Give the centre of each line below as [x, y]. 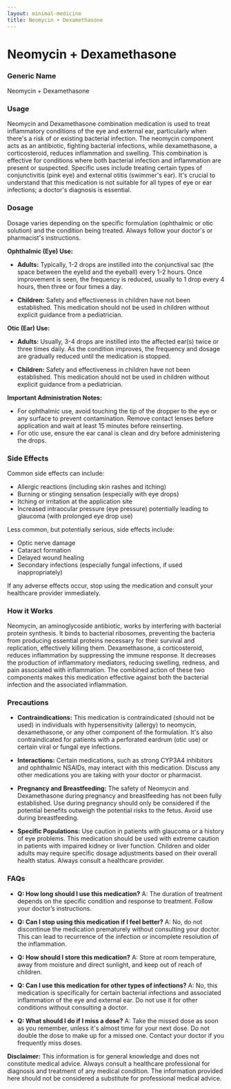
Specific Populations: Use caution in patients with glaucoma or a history [120, 831]
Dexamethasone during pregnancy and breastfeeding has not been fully [119, 796]
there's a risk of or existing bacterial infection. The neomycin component [110, 138]
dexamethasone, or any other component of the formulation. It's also [115, 732]
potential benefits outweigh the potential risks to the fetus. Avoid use [114, 810]
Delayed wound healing [51, 557]
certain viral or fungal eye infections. [69, 747]
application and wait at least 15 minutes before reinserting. [100, 425]
